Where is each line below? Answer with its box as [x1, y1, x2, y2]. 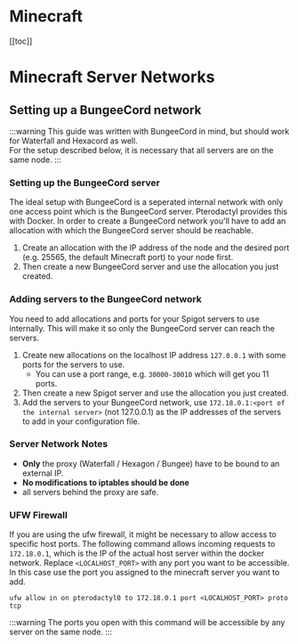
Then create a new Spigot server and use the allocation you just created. [21, 387, 289, 398]
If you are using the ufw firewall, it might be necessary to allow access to [9, 529, 278, 540]
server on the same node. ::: [9, 626, 113, 638]
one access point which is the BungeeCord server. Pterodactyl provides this [9, 207, 287, 217]
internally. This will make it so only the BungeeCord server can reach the [9, 322, 276, 333]
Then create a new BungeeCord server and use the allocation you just [21, 261, 279, 273]
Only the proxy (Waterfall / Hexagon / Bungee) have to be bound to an [21, 458, 280, 469]
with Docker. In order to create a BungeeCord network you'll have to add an [9, 216, 286, 226]
